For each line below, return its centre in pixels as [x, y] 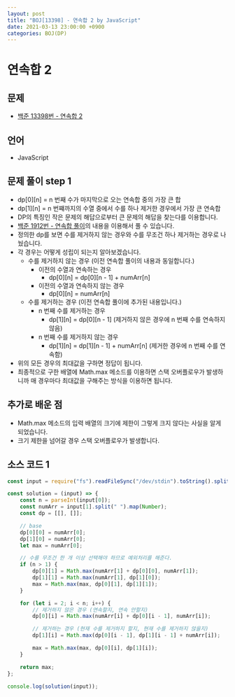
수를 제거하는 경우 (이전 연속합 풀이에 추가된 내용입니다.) [105, 302]
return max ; [37, 667]
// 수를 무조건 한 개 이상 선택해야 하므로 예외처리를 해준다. [96, 558]
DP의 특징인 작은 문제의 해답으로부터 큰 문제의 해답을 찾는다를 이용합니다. [117, 217]
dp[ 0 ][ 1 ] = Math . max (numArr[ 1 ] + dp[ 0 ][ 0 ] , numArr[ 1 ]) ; [115, 571]
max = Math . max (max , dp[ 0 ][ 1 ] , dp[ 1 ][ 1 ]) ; [95, 584]
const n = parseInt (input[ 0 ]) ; [65, 500]
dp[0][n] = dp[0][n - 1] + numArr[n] [99, 277]
